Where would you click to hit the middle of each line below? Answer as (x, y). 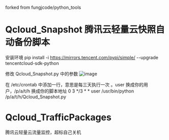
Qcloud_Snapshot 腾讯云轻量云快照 (81, 30)
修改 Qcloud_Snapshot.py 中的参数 (42, 74)
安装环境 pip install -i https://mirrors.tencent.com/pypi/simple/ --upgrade (82, 57)
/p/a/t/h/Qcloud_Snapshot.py (36, 97)
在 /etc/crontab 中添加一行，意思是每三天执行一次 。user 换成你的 (75, 84)
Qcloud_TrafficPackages (59, 118)
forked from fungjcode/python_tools (43, 7)
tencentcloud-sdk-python (32, 63)
